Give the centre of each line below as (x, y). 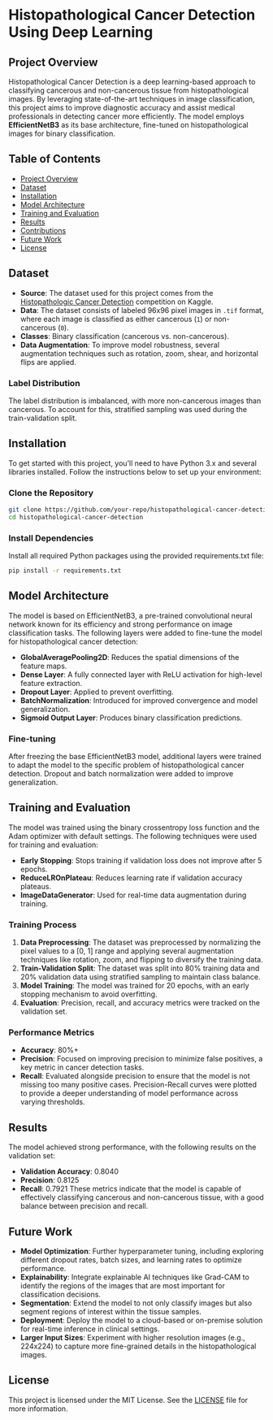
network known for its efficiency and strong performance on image (121, 624)
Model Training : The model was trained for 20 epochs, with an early (134, 986)
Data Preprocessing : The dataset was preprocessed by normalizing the (141, 942)
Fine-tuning (32, 739)
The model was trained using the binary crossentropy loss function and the (134, 827)
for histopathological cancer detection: (73, 641)
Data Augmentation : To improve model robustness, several (120, 345)
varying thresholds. (52, 1102)
